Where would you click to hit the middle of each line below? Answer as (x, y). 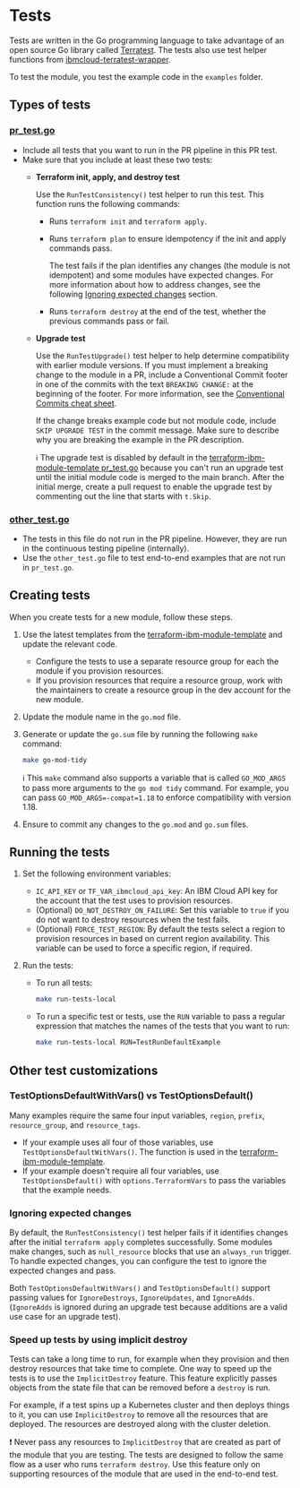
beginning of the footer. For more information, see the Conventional (160, 393)
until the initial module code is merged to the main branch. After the (160, 477)
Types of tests (50, 105)
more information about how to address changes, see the (155, 284)
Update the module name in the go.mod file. (101, 717)
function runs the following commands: (108, 203)
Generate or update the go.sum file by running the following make (140, 734)
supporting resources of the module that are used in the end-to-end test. (144, 1474)
